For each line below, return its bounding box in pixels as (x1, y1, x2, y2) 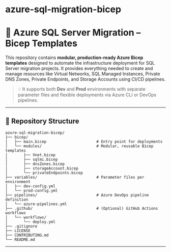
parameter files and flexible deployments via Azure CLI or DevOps (17, 92, 157, 98)
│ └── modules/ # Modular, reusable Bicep (5, 144, 154, 149)
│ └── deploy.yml (5, 219, 56, 225)
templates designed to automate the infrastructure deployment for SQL (5, 60, 155, 66)
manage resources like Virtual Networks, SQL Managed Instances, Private (5, 71, 160, 77)
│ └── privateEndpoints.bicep (5, 170, 83, 175)
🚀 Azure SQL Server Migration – (5, 27, 141, 39)
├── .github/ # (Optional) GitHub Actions (5, 206, 158, 211)
